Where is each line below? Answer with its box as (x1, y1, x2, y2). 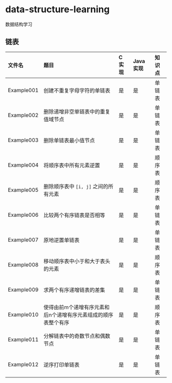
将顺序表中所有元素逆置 (43, 162, 100, 169)
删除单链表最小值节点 (43, 137, 95, 144)
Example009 (8, 286, 39, 293)
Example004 (8, 161, 39, 168)
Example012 (8, 361, 39, 368)
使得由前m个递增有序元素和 (43, 303, 110, 310)
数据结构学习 (5, 21, 32, 27)
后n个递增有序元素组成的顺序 (43, 311, 114, 318)
